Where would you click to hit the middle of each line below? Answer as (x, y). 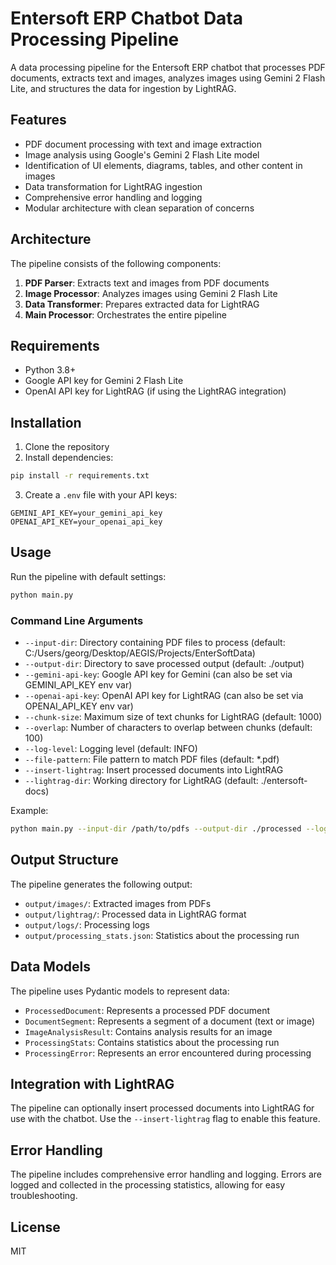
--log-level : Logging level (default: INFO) (111, 749)
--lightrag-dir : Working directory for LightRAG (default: (141, 781)
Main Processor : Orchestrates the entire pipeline (125, 314)
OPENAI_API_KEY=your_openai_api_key (86, 522)
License (35, 1227)
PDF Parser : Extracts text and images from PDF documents (147, 283)
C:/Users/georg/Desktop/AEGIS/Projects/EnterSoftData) (140, 653)
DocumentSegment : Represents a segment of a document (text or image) (170, 1021)
